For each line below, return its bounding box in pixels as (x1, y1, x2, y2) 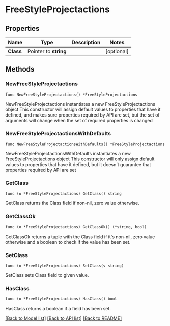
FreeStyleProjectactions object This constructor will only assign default (5, 156, 155, 162)
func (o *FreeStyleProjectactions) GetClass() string (5, 191, 122, 196)
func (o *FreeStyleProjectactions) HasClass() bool (5, 296, 117, 302)
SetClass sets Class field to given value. (5, 272, 89, 278)
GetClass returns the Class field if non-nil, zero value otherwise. (5, 200, 139, 206)
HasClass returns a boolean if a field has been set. (5, 306, 111, 312)
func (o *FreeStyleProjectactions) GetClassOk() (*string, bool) (5, 224, 147, 229)
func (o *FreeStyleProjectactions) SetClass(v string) (5, 263, 124, 268)
